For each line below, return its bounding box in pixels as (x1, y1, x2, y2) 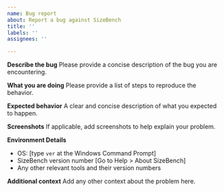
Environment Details (7, 136, 67, 145)
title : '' (7, 23, 36, 30)
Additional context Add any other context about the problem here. (7, 177, 196, 186)
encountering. (7, 68, 47, 76)
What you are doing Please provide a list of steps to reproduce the (7, 81, 197, 89)
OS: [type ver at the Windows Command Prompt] (16, 149, 157, 158)
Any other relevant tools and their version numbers (16, 164, 161, 172)
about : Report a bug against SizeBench (7, 17, 122, 23)
